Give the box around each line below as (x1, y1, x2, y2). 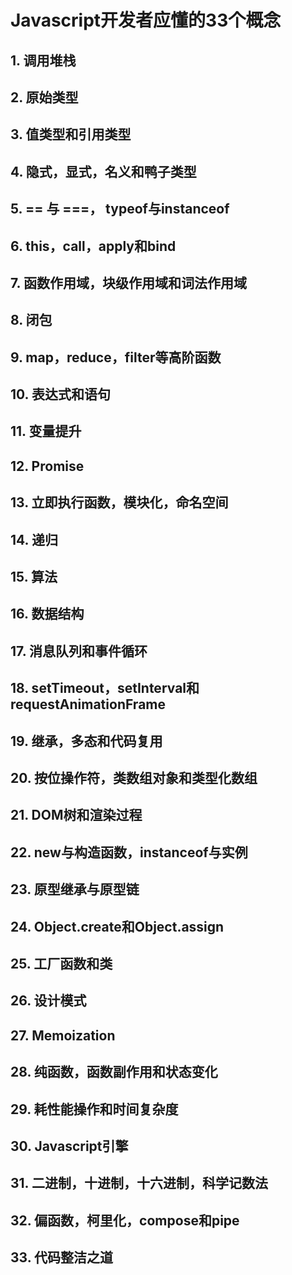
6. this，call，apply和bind (10, 237, 177, 255)
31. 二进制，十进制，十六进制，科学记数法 (10, 1175, 268, 1192)
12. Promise (10, 457, 85, 475)
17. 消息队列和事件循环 (10, 642, 148, 660)
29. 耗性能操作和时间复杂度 (10, 1101, 179, 1118)
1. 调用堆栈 (10, 52, 77, 69)
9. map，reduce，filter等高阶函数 (10, 349, 222, 366)
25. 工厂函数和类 (10, 955, 113, 972)
